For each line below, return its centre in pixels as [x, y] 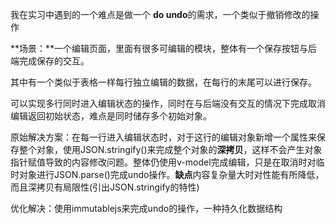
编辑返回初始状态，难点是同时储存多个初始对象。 [111, 116]
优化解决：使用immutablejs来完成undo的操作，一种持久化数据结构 [146, 208]
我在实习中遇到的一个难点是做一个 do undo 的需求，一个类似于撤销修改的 [160, 14]
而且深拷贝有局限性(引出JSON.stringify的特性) [105, 187]
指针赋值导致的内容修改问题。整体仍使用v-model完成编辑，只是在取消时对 [163, 162]
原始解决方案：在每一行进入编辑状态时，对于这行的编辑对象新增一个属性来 [163, 137]
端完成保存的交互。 [50, 61]
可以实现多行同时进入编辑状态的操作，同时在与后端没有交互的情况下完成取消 [168, 103]
